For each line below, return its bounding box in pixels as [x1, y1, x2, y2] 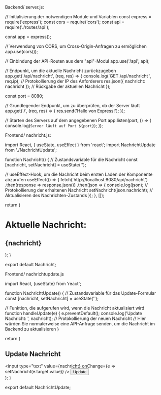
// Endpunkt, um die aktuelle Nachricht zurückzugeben [5, 68, 116, 74]
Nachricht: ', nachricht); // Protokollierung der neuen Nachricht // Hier [5, 316, 146, 321]
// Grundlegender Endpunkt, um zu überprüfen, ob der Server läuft [5, 103, 140, 108]
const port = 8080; [5, 93, 43, 99]
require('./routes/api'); [5, 24, 50, 30]
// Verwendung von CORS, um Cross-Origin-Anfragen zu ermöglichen [5, 43, 147, 49]
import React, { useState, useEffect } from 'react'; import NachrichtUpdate [5, 142, 156, 148]
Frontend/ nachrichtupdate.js [5, 271, 64, 277]
